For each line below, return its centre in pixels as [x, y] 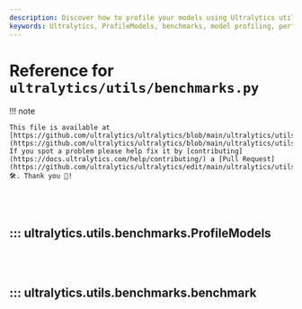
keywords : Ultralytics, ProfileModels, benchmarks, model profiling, [142, 26]
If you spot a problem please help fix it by [96, 151]
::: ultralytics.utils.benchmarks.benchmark [133, 292]
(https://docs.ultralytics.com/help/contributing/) [108, 159]
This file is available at [60, 128]
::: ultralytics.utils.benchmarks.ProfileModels [140, 233]
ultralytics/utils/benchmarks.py [134, 88]
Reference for [62, 71]
